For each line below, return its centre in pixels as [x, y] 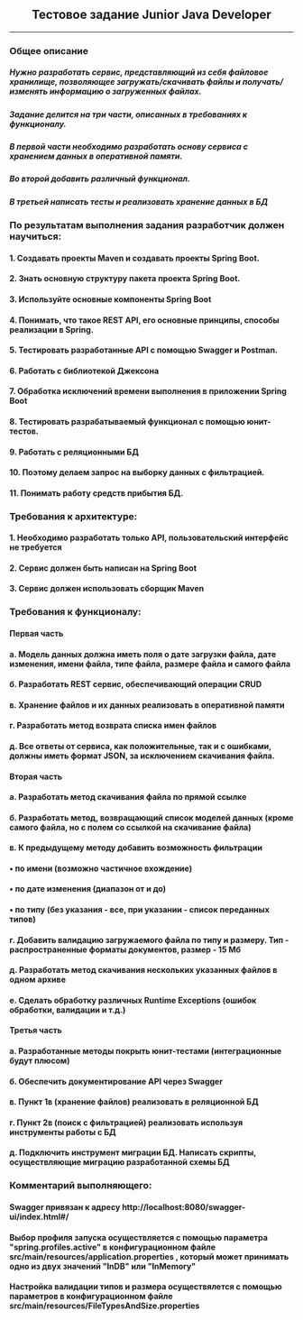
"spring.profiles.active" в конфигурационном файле [113, 1247]
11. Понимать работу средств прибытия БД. [96, 493]
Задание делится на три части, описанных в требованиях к [129, 114]
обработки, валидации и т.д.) [68, 1010]
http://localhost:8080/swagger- [184, 1206]
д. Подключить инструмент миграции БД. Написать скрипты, [133, 1152]
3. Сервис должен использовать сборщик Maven [107, 589]
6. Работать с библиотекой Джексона [84, 371]
